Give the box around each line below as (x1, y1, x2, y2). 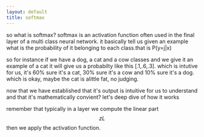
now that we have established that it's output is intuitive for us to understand (6, 87, 198, 94)
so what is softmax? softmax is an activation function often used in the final (6, 31, 195, 38)
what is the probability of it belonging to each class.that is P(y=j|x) (6, 44, 172, 52)
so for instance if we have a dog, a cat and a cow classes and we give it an (6, 56, 194, 63)
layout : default (6, 8, 47, 15)
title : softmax (6, 15, 45, 21)
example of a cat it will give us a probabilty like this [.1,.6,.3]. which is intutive (6, 62, 198, 70)
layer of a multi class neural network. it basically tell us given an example (6, 38, 189, 45)
